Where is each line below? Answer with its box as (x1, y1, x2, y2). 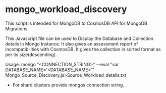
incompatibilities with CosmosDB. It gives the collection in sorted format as (5, 46, 161, 52)
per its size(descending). (5, 52, 57, 58)
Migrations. (5, 25, 29, 31)
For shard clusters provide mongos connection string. (12, 82, 125, 88)
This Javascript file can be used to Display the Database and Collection (5, 35, 154, 41)
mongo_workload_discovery (5, 4, 127, 15)
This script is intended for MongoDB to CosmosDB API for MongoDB (5, 20, 147, 26)
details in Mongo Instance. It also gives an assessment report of (5, 40, 138, 46)
